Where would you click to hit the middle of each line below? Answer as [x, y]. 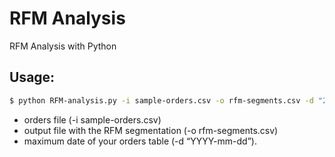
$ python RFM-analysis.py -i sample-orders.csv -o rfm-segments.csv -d [161, 100]
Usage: [32, 77]
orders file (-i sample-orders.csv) [92, 119]
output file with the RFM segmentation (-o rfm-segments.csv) [151, 130]
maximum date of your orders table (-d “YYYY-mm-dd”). [140, 141]
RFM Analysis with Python [63, 46]
